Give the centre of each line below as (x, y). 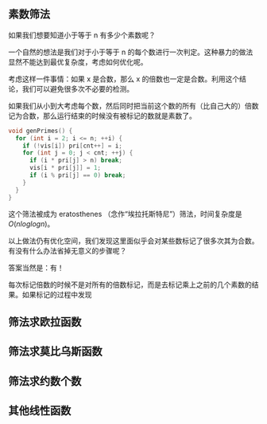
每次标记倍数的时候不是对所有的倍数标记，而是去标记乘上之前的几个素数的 (130, 285)
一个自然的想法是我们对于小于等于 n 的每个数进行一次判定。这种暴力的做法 (131, 52)
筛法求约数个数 (45, 381)
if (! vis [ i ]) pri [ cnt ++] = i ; (73, 146)
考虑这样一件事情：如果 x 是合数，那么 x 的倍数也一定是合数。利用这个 (124, 79)
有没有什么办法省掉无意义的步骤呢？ (68, 250)
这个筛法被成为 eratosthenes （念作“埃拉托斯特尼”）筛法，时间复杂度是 (125, 214)
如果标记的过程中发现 (57, 294)
